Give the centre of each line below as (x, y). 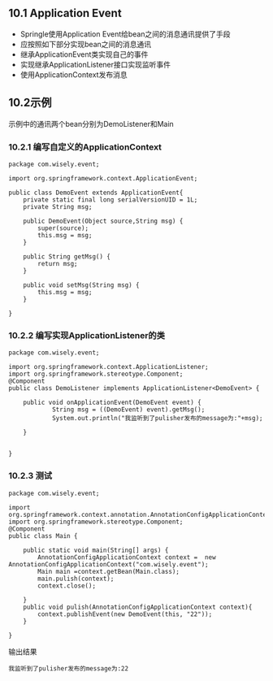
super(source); (63, 228)
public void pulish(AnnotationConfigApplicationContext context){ (138, 607)
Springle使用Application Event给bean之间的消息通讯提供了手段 (125, 34)
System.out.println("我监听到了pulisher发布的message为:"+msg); (157, 419)
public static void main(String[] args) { (96, 550)
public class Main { (43, 536)
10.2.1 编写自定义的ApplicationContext (85, 147)
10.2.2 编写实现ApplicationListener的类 (87, 335)
